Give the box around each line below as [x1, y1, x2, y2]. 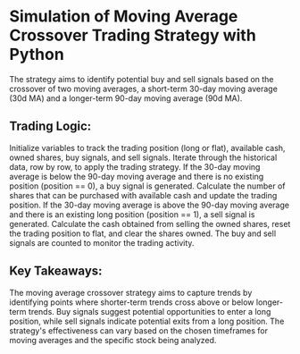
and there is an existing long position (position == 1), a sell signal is [9, 208, 255, 220]
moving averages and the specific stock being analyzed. [9, 334, 217, 345]
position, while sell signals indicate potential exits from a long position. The [9, 316, 285, 326]
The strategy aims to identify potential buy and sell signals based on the [9, 73, 274, 84]
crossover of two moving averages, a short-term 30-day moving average [9, 83, 279, 94]
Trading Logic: [9, 119, 92, 134]
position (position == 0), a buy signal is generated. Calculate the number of [9, 181, 286, 191]
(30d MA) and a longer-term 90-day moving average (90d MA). [9, 92, 243, 104]
